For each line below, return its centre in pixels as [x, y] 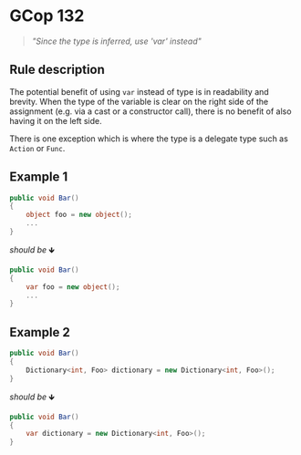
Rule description [57, 70]
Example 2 [40, 332]
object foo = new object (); [79, 215]
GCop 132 [47, 16]
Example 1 [39, 177]
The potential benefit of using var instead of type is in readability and [139, 91]
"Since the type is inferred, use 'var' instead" [117, 41]
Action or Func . [37, 148]
